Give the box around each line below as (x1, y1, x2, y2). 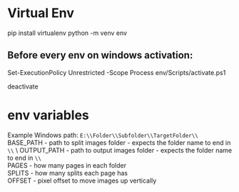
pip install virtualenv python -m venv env (7, 29, 127, 37)
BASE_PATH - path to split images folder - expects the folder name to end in (7, 138, 231, 147)
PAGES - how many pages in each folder (7, 161, 127, 169)
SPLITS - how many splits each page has (7, 168, 128, 177)
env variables (7, 107, 89, 123)
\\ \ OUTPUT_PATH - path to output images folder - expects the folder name (7, 146, 233, 154)
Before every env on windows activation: (7, 49, 193, 61)
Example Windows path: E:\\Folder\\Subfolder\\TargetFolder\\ (7, 131, 198, 139)
